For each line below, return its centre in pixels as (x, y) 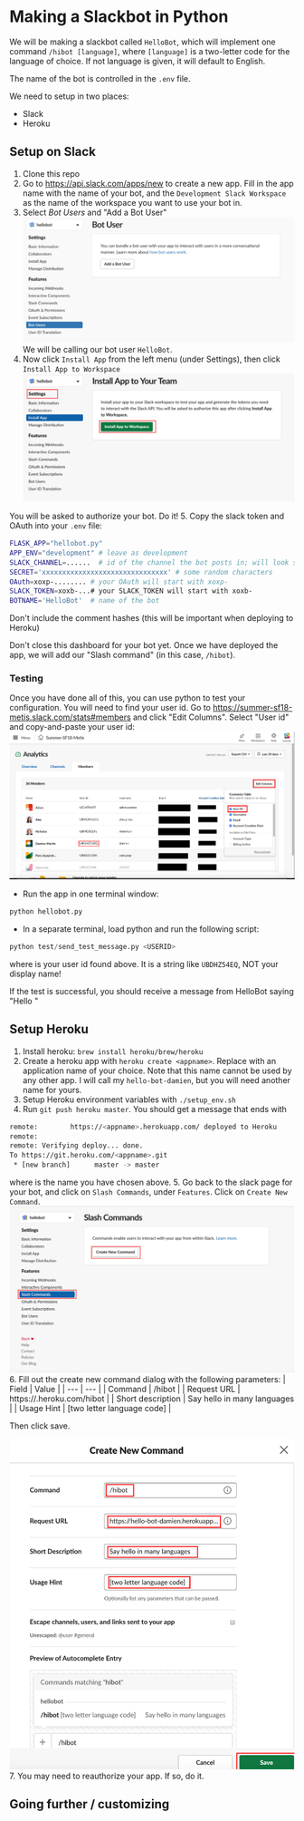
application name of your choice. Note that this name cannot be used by (157, 1070)
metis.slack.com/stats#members (70, 717)
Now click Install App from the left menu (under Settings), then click (151, 359)
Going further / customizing (90, 1804)
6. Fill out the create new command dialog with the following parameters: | (148, 1379)
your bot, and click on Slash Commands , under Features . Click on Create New (148, 1192)
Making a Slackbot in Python (119, 17)
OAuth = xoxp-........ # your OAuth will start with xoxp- (119, 582)
